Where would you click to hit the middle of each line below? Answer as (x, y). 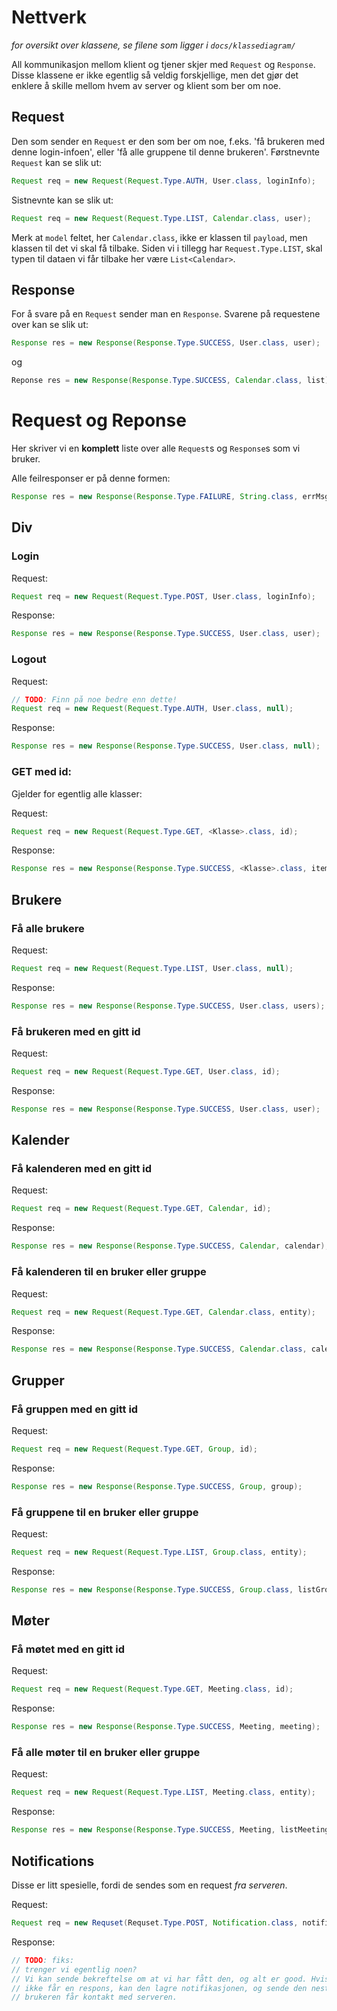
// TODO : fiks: (43, 1960)
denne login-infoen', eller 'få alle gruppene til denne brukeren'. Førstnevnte (166, 152)
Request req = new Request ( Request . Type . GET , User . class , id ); (146, 1072)
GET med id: (42, 772)
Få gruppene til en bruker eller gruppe (105, 1512)
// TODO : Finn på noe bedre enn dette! (94, 699)
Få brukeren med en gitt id (76, 1031)
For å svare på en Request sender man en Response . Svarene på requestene (166, 314)
